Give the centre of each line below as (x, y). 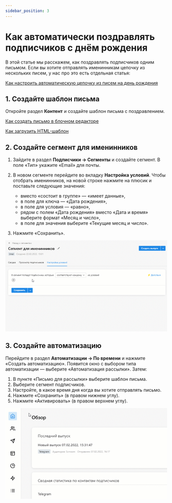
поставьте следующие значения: (49, 186)
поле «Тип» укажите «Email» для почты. (56, 165)
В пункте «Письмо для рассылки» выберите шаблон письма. (80, 379)
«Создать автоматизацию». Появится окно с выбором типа (71, 363)
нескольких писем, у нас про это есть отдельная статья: (68, 73)
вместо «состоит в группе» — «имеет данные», (73, 196)
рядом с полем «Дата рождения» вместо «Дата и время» (84, 212)
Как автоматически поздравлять (80, 37)
